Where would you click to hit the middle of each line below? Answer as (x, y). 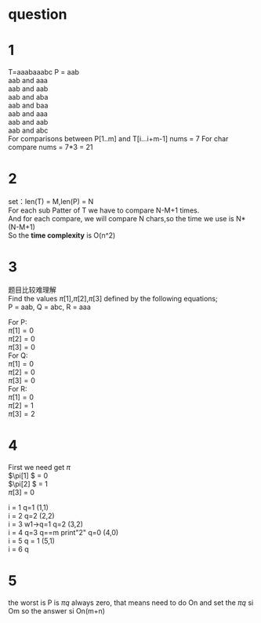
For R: (18, 389)
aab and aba (28, 97)
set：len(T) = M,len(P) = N (51, 202)
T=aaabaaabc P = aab (44, 72)
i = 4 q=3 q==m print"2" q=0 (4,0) (63, 532)
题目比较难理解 (32, 290)
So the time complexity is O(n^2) (62, 235)
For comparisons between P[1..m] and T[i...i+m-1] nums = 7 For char (118, 139)
